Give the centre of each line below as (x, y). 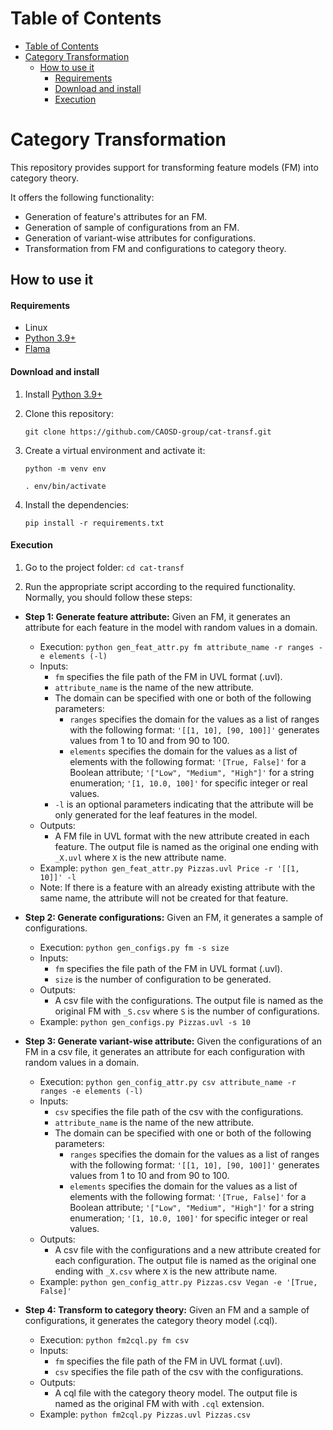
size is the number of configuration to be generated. (163, 979)
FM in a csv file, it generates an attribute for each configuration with (165, 1051)
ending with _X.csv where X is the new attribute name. (166, 1271)
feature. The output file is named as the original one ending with (186, 846)
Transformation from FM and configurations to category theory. (155, 248)
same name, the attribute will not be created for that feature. (164, 898)
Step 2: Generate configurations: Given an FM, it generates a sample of (174, 917)
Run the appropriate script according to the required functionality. (160, 586)
